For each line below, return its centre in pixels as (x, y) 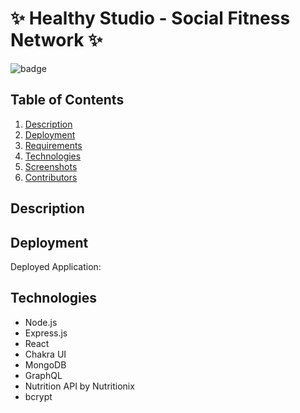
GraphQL (43, 375)
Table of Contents (67, 100)
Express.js (46, 333)
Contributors (51, 177)
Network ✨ (56, 40)
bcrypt (38, 396)
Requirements (53, 145)
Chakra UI (45, 354)
